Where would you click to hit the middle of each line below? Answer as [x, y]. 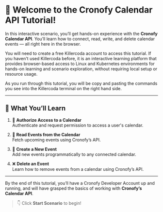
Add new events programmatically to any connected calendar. [74, 154]
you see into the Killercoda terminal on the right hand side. [64, 88]
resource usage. [21, 74]
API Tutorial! [31, 20]
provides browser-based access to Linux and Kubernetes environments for [80, 64]
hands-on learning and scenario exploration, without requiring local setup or [81, 69]
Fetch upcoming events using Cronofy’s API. [56, 140]
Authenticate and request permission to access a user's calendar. [78, 125]
